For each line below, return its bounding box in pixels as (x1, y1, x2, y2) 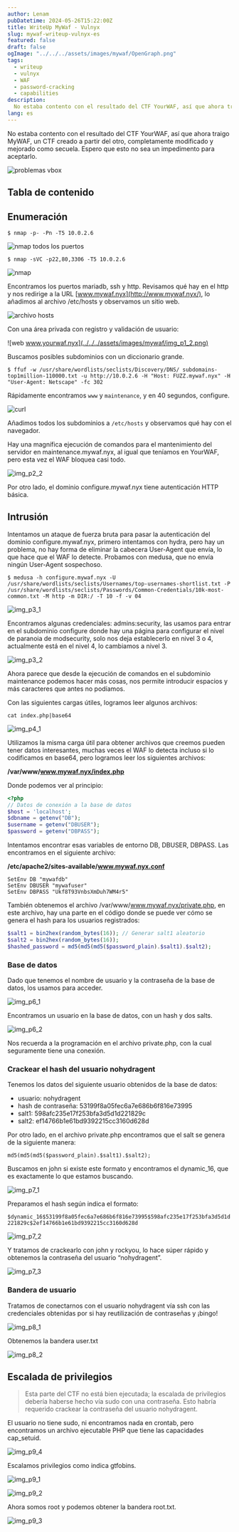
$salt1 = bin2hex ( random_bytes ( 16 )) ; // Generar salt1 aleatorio (7, 930, 205, 937)
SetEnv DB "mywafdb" (7, 876, 69, 883)
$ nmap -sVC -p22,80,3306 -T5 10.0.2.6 (7, 256, 126, 263)
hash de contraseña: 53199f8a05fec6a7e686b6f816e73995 (17, 1102, 193, 1110)
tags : (7, 57, 23, 64)
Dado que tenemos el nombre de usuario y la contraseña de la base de (7, 976, 216, 984)
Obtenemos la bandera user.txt (7, 1336, 98, 1345)
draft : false (7, 43, 46, 51)
